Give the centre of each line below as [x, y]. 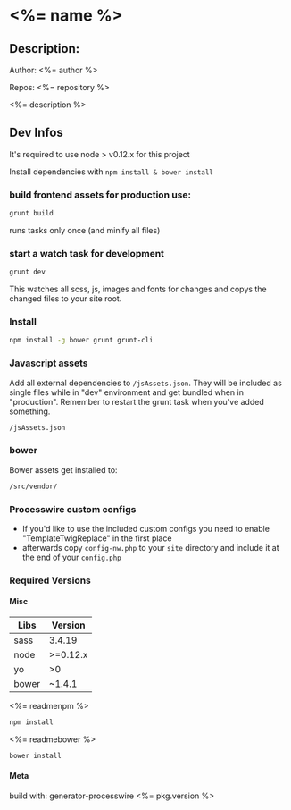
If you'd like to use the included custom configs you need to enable [146, 528]
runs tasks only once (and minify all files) [85, 230]
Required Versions [50, 580]
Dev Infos [37, 133]
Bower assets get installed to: [63, 469]
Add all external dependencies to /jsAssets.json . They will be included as [146, 383]
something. [30, 411]
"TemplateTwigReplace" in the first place [97, 538]
